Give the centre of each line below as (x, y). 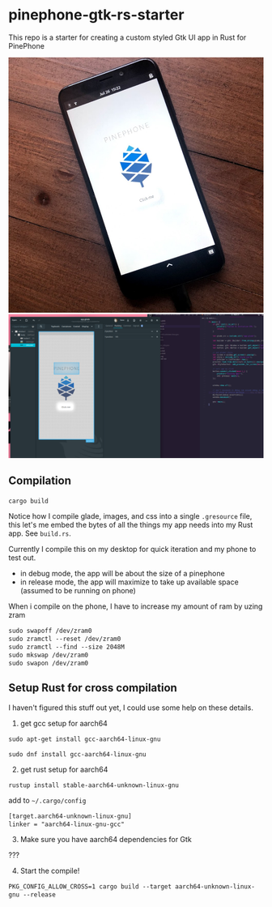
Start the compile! (50, 871)
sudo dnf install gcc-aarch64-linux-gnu (78, 754)
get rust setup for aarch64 (64, 769)
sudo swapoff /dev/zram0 (50, 631)
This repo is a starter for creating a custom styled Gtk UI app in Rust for (127, 37)
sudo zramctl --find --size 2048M (67, 647)
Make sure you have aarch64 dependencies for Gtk (106, 839)
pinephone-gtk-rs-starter (96, 15)
